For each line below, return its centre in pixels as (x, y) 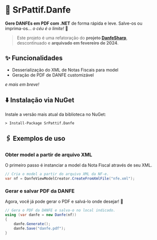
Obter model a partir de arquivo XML (49, 154)
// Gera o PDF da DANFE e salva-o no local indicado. (60, 210)
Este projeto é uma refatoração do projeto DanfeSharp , (72, 38)
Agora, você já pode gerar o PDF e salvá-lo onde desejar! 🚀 (64, 202)
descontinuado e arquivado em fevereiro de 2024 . (68, 43)
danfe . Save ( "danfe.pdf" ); (40, 228)
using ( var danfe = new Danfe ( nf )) (41, 215)
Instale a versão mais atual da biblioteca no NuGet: (56, 114)
